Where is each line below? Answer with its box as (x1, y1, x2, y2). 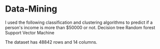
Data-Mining (5, 3, 58, 15)
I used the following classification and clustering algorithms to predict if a (5, 19, 153, 25)
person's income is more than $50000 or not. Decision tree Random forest (5, 24, 156, 30)
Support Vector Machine (5, 30, 55, 35)
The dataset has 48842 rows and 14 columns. (5, 39, 98, 45)
